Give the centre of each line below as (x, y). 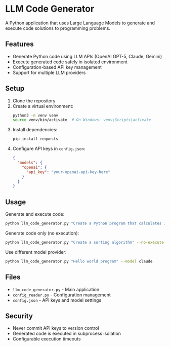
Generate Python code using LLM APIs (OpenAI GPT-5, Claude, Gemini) (87, 56)
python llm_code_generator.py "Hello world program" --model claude (79, 261)
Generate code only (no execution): (42, 233)
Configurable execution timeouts (47, 339)
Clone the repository (34, 101)
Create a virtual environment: (43, 106)
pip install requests (35, 139)
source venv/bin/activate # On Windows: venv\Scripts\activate (82, 120)
